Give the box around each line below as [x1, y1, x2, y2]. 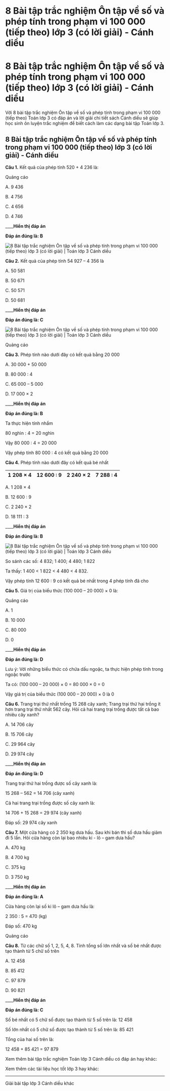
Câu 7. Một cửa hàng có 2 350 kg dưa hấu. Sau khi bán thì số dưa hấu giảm [5, 829, 162, 835]
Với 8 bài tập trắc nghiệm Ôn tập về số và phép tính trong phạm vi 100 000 [5, 109, 161, 116]
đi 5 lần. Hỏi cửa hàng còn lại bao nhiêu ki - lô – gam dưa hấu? [5, 834, 135, 840]
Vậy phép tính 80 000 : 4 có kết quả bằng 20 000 [5, 450, 109, 456]
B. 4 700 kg [5, 854, 29, 860]
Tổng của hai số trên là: [5, 1036, 54, 1042]
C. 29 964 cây [5, 741, 35, 747]
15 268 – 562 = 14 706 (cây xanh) [5, 790, 75, 796]
